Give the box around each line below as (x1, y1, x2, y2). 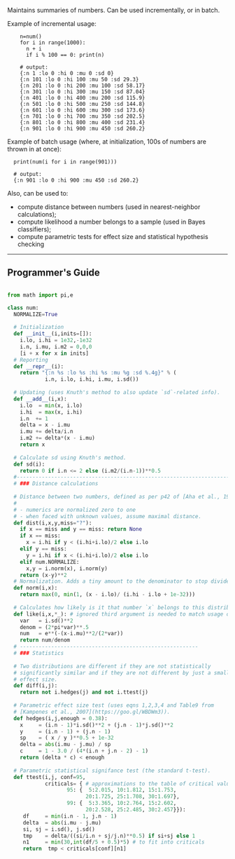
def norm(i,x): (13, 585, 58, 592)
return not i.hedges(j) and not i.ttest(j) (20, 689, 149, 696)
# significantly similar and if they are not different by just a (13, 669, 211, 676)
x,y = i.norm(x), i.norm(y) (25, 564, 108, 572)
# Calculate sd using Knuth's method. (13, 454, 127, 461)
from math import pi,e (7, 291, 73, 299)
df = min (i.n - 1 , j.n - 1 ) (22, 813, 117, 820)
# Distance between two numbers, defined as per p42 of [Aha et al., (13, 494, 220, 501)
